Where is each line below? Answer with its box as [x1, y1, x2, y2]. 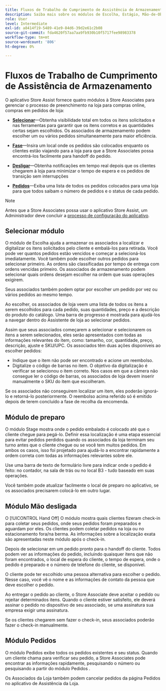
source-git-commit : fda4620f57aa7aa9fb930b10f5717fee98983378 [5, 30, 136, 35]
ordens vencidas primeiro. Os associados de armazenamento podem [5, 266, 146, 272]
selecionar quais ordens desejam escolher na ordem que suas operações [5, 271, 155, 278]
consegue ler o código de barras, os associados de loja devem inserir [12, 373, 155, 379]
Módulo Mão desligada [5, 502, 77, 510]
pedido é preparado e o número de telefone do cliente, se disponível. [5, 562, 146, 567]
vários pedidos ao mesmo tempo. [5, 292, 73, 298]
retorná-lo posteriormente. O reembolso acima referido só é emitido [13, 393, 152, 399]
